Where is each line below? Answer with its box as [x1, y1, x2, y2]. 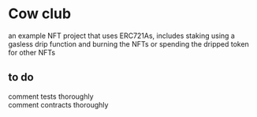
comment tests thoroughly [8, 92, 94, 101]
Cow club [8, 5, 72, 23]
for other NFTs [8, 47, 56, 57]
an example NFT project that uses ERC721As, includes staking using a [8, 31, 235, 40]
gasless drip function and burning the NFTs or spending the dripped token [8, 39, 250, 48]
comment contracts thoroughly [8, 100, 109, 109]
